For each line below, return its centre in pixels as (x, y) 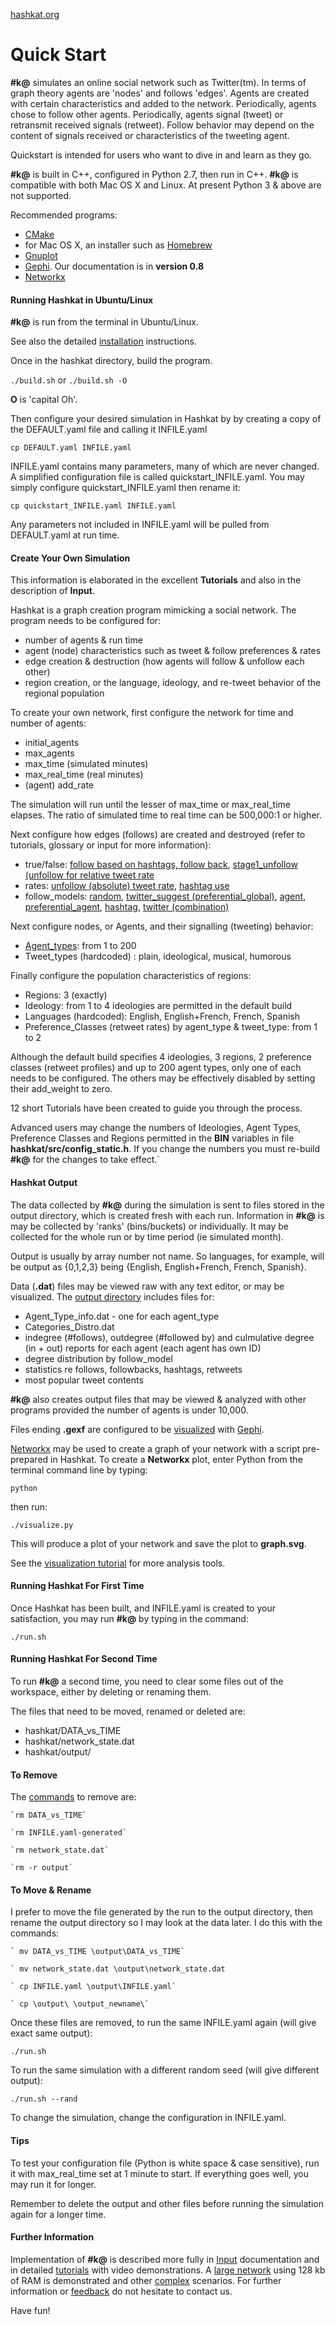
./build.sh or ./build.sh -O (69, 380)
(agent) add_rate (59, 785)
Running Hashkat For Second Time (84, 1659)
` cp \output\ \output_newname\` (80, 2004)
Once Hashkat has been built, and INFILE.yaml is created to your (143, 1608)
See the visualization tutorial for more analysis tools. (118, 1563)
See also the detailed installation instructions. (103, 341)
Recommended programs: (64, 215)
